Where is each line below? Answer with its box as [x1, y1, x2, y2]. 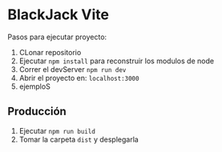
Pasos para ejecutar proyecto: [7, 32, 107, 42]
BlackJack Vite [7, 6, 110, 24]
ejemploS [18, 82, 51, 91]
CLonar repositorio [18, 47, 82, 57]
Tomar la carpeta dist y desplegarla [18, 134, 139, 144]
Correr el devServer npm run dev [18, 64, 127, 74]
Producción [7, 105, 67, 118]
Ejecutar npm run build [18, 126, 95, 135]
